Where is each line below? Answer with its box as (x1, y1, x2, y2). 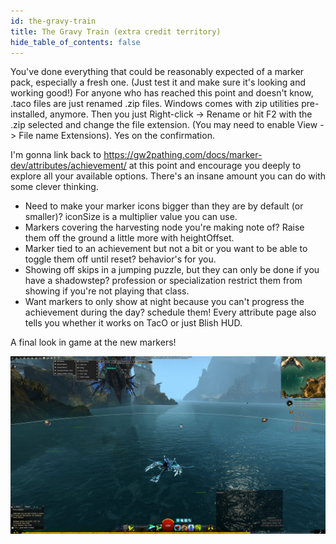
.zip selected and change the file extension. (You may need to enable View (10, 119, 318, 131)
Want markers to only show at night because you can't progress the (24, 296, 305, 308)
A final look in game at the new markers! (10, 336, 177, 349)
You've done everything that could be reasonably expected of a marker (10, 66, 305, 78)
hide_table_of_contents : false (10, 37, 141, 47)
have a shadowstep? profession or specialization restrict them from (24, 275, 303, 287)
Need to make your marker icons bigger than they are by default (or (24, 200, 304, 212)
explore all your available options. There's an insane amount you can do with (10, 170, 326, 182)
